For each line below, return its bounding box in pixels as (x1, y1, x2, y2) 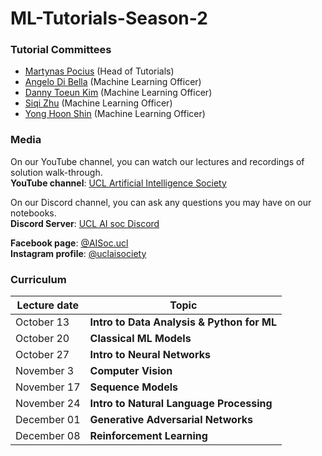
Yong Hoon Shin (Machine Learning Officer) (24, 108, 206, 120)
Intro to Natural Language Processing (89, 397, 273, 411)
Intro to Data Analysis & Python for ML (89, 315, 278, 329)
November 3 (15, 364, 75, 378)
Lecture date (16, 298, 79, 312)
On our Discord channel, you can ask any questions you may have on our (10, 196, 312, 208)
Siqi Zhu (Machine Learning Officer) (24, 97, 173, 109)
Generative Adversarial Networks (89, 413, 253, 427)
